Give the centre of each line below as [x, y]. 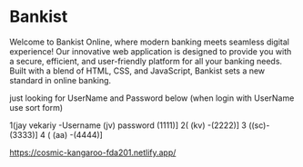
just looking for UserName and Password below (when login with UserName [152, 98]
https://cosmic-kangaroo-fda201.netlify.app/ [93, 152]
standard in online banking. [61, 80]
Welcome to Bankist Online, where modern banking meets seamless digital [149, 42]
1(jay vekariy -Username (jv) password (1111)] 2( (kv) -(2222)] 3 [128, 125]
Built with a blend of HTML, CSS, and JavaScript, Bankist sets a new [137, 71]
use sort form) [36, 107]
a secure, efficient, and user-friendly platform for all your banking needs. [146, 61]
